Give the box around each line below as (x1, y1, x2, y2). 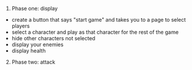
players (11, 23, 30, 29)
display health (11, 47, 46, 54)
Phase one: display (11, 5, 58, 12)
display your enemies (11, 41, 63, 48)
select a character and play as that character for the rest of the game (11, 29, 179, 36)
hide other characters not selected (11, 35, 96, 41)
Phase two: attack (11, 58, 56, 65)
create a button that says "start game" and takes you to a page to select (11, 16, 186, 23)
